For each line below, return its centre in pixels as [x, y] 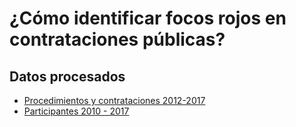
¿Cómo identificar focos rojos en [148, 18]
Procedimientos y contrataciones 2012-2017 [114, 100]
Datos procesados [67, 76]
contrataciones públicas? [117, 39]
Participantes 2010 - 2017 [76, 111]
